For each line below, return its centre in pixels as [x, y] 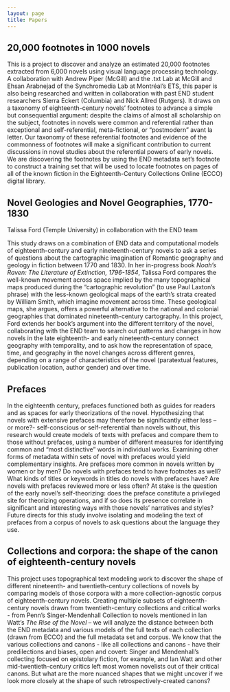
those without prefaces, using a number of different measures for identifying [115, 442]
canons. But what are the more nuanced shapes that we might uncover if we [115, 673]
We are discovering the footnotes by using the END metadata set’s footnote [114, 159]
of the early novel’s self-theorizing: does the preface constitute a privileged [114, 493]
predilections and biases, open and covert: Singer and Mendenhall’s [103, 651]
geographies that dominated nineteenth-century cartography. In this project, [115, 316]
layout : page [26, 13]
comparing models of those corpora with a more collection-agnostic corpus [114, 593]
